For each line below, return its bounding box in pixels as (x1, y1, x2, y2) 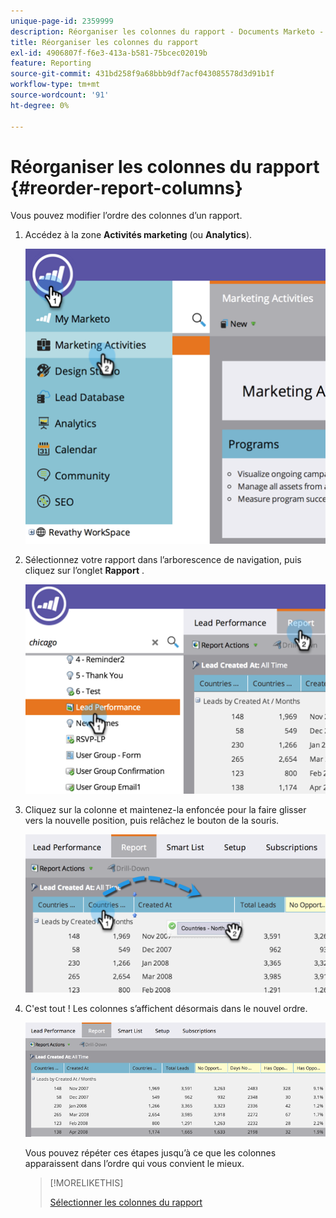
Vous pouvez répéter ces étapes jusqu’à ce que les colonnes (24, 1146, 277, 1159)
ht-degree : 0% (10, 100, 70, 110)
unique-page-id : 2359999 (10, 16, 114, 26)
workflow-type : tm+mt (10, 80, 101, 90)
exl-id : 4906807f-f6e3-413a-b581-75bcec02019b (10, 48, 208, 58)
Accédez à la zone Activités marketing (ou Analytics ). (24, 229, 253, 241)
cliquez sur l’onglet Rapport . (24, 564, 145, 576)
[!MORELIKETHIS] (49, 1176, 124, 1189)
